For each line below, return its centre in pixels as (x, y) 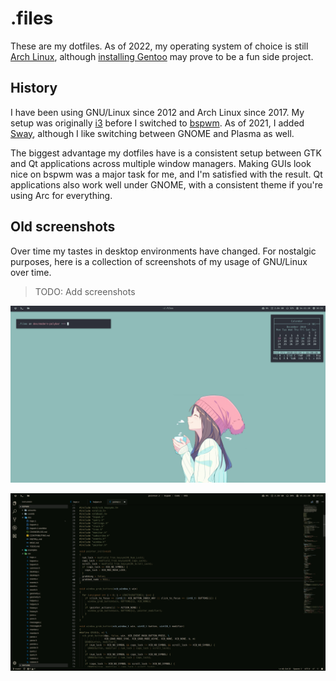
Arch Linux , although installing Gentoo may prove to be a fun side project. (162, 56)
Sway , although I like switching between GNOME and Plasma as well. (152, 133)
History (34, 88)
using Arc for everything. (61, 195)
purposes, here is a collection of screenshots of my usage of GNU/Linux (159, 261)
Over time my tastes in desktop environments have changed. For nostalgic (163, 251)
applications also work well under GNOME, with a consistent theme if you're (166, 184)
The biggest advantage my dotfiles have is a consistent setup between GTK (166, 153)
